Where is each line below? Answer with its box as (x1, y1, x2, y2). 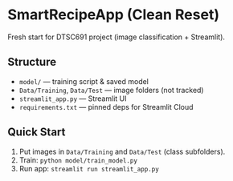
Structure (7, 55, 57, 69)
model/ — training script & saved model (18, 76, 149, 86)
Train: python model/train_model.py (18, 155, 138, 165)
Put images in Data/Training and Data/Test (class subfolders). (18, 147, 226, 156)
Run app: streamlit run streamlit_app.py (18, 163, 160, 173)
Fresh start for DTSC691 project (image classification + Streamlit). (7, 32, 226, 42)
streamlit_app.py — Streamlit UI (18, 94, 127, 103)
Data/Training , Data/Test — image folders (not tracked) (18, 85, 204, 95)
